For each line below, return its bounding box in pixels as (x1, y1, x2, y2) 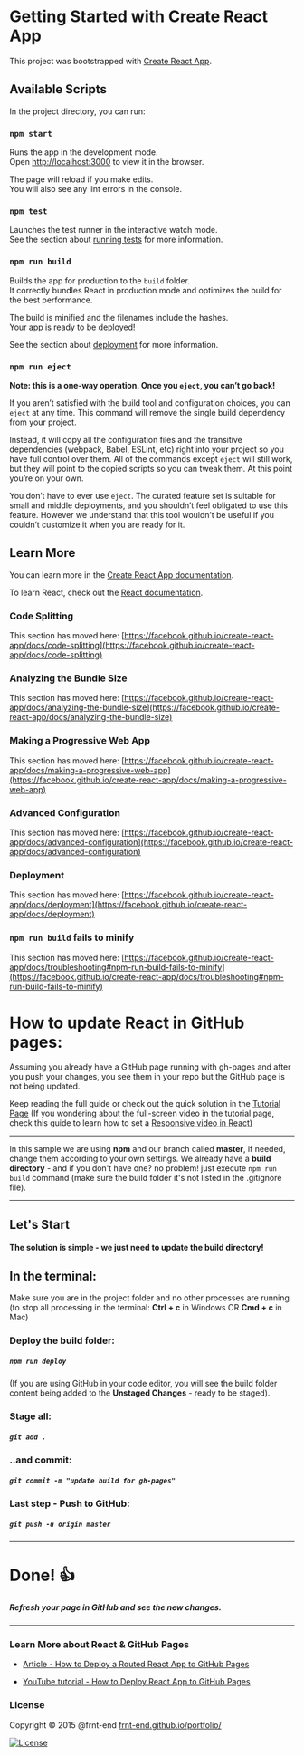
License (9, 1699, 45, 1712)
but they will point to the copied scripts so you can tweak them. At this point (9, 463, 292, 474)
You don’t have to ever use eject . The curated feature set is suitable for (9, 490, 276, 501)
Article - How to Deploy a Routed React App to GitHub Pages (22, 1659, 250, 1670)
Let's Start (9, 1216, 71, 1233)
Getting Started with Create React (9, 6, 269, 27)
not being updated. (9, 1080, 81, 1092)
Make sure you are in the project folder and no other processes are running (9, 1292, 290, 1303)
